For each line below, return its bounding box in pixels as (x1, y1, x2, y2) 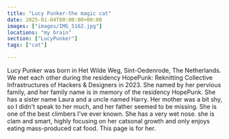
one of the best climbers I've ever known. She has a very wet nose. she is (7, 110, 215, 118)
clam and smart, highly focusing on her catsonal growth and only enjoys (7, 117, 211, 125)
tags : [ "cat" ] (7, 42, 48, 48)
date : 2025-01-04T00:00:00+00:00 (7, 16, 103, 23)
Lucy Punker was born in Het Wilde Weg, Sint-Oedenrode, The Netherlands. (7, 66, 221, 74)
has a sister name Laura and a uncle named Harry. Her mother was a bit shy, (7, 95, 223, 103)
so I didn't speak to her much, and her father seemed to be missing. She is (7, 103, 217, 110)
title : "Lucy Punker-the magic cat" (7, 10, 111, 17)
